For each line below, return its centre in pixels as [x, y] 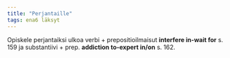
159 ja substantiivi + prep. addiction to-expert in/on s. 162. [92, 47]
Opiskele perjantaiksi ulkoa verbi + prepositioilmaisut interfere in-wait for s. [115, 39]
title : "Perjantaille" [40, 13]
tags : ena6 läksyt [33, 20]
